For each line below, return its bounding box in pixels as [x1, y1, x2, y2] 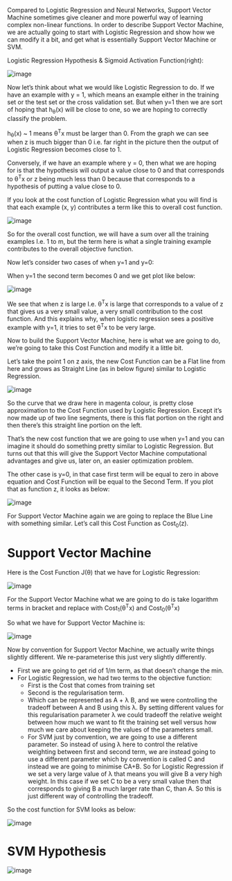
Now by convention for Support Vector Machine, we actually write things [7, 645, 215, 654]
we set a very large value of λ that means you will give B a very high [27, 770, 222, 778]
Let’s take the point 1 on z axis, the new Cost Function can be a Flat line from [7, 357, 226, 365]
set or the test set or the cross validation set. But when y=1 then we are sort [7, 98, 223, 106]
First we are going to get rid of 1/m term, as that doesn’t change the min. [17, 666, 224, 675]
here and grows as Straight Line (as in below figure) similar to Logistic [7, 365, 206, 373]
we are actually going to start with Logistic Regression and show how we [7, 28, 215, 36]
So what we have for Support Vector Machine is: [7, 618, 145, 627]
